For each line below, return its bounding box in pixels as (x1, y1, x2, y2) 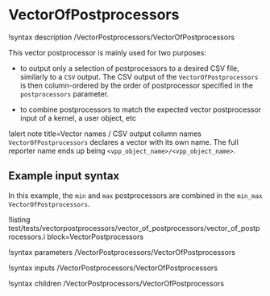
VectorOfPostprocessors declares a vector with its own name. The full (8, 137, 239, 146)
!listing (8, 215, 31, 224)
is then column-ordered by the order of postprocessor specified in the (19, 80, 254, 90)
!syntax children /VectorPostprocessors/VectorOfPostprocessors (8, 278, 224, 288)
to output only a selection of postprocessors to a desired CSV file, (19, 63, 239, 73)
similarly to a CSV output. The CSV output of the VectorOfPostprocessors (19, 72, 259, 81)
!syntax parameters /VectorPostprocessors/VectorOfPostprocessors (8, 247, 236, 257)
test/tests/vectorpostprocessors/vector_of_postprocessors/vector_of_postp (8, 223, 260, 232)
